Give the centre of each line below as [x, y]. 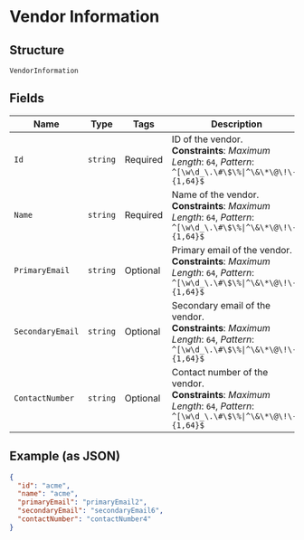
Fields [27, 98]
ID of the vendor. [207, 139]
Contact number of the [220, 372]
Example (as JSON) [65, 456]
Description [237, 124]
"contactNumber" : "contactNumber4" [85, 519]
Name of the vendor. [215, 194]
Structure [37, 50]
